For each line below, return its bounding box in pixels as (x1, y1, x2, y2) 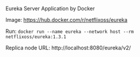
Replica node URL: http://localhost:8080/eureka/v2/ (5, 44, 131, 51)
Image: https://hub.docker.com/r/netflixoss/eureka (5, 16, 128, 23)
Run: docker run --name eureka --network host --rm (5, 28, 134, 35)
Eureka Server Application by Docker (5, 5, 95, 12)
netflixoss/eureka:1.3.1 (5, 34, 66, 40)
